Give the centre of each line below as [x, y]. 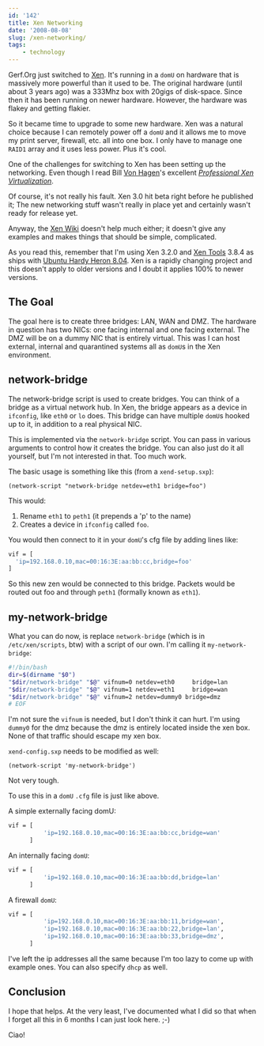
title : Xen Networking [45, 23]
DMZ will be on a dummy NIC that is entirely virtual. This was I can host [124, 338]
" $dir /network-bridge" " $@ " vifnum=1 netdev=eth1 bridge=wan [118, 689]
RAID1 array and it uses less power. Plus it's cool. [87, 149]
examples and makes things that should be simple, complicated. [113, 237]
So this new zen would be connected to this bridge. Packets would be [122, 584]
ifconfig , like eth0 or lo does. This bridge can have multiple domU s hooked [129, 415]
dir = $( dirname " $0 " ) [42, 674]
